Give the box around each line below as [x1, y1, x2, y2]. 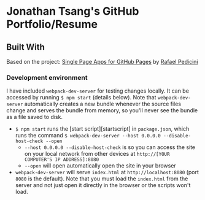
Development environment [6, 73, 88, 82]
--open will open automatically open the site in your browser [24, 162, 176, 169]
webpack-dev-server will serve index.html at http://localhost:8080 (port [15, 169, 199, 176]
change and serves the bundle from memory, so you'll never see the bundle [6, 107, 198, 114]
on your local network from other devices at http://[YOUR [24, 150, 170, 158]
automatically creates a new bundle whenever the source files [24, 100, 181, 108]
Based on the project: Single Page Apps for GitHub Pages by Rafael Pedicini [6, 58, 198, 65]
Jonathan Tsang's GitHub [6, 4, 139, 18]
